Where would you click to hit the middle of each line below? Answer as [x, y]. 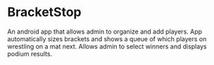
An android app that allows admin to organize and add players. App [105, 31]
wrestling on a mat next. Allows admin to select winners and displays [107, 46]
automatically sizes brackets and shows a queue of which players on [107, 38]
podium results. [30, 54]
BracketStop [44, 12]
